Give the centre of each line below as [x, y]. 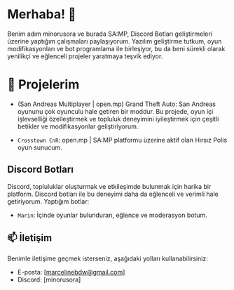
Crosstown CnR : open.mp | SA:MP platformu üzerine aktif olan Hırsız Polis [122, 140]
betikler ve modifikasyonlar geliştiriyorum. [78, 126]
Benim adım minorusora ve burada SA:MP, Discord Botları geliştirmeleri [110, 34]
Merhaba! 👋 [42, 14]
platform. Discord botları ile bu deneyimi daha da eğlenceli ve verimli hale [113, 194]
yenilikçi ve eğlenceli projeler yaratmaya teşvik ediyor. [85, 56]
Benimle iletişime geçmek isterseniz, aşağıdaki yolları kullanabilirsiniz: [108, 258]
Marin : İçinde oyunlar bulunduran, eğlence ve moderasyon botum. [112, 215]
